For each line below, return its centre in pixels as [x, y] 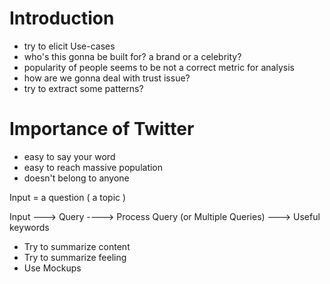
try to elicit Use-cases [69, 46]
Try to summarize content [77, 246]
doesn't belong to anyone [76, 178]
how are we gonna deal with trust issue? [107, 78]
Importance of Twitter [102, 129]
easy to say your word [69, 156]
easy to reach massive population [93, 167]
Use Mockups [52, 268]
